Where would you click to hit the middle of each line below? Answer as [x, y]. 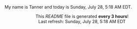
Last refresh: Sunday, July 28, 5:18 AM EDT [82, 22]
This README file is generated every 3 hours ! [82, 16]
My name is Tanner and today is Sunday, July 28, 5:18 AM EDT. [68, 7]
